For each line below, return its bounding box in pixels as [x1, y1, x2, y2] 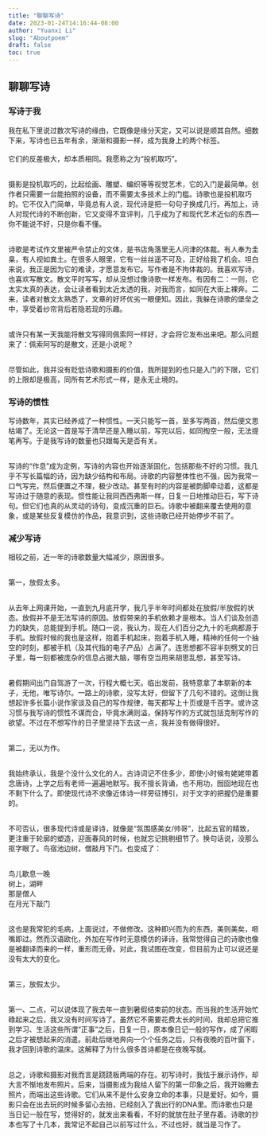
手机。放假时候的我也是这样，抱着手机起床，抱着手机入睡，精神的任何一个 [8, 633, 252, 643]
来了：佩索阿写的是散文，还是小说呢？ [8, 339, 133, 348]
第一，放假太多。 [8, 578, 64, 587]
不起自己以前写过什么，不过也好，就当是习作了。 [84, 1119, 245, 1130]
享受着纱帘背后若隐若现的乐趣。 [21, 304, 127, 313]
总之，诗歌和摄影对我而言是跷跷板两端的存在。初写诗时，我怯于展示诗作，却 [8, 1070, 259, 1080]
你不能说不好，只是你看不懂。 [8, 219, 106, 228]
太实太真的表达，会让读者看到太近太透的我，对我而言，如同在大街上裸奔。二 [8, 284, 259, 294]
